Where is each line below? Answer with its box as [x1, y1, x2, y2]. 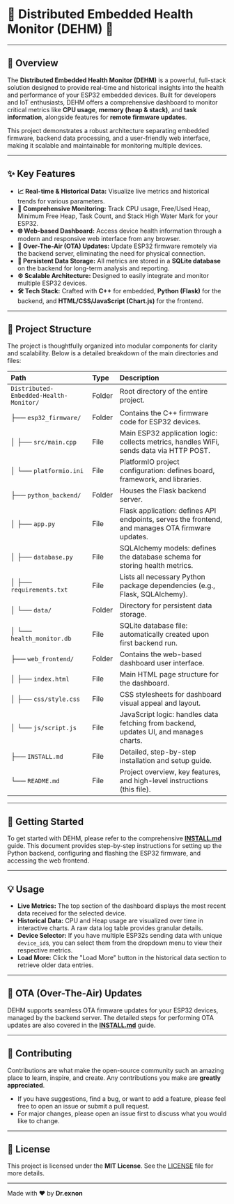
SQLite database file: [119, 621, 188, 631]
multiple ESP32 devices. [17, 279, 87, 287]
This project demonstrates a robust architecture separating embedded [7, 126, 210, 134]
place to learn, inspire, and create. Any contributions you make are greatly [7, 1073, 221, 1082]
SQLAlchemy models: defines [119, 543, 217, 553]
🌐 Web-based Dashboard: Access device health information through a [17, 226, 221, 235]
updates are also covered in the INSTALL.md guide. [7, 1021, 156, 1029]
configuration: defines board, [119, 466, 215, 476]
